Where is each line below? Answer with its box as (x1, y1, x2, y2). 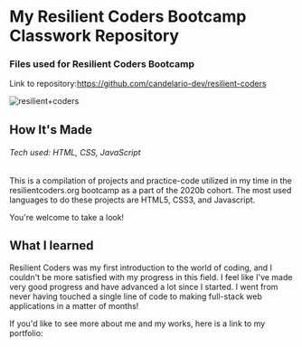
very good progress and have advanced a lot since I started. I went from (9, 281, 278, 292)
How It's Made (9, 122, 93, 137)
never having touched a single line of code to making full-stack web (9, 291, 262, 302)
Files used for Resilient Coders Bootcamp (9, 58, 194, 70)
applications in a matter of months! (9, 300, 139, 311)
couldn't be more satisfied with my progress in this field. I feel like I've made (9, 271, 293, 282)
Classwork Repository (9, 25, 179, 46)
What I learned (9, 238, 94, 254)
